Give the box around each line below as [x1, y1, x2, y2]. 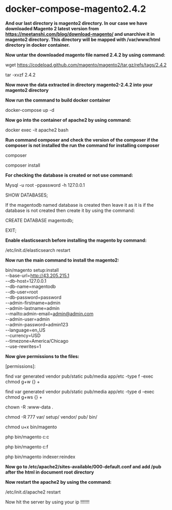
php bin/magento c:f [5, 443, 49, 449]
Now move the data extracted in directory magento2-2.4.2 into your [5, 82, 153, 88]
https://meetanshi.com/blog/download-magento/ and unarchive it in [5, 31, 155, 37]
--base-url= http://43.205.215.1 [5, 272, 70, 279]
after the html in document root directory [5, 469, 94, 475]
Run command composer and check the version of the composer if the [5, 136, 159, 143]
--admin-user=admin [5, 316, 50, 322]
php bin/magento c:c [5, 434, 50, 440]
